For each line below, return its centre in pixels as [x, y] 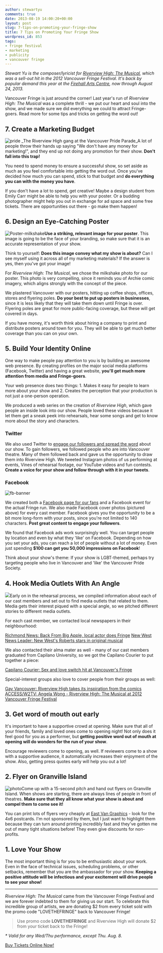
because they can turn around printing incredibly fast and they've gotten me [81, 824]
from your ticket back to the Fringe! [52, 926]
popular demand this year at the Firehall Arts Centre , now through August [79, 84]
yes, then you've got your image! [38, 263]
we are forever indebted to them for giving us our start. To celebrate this [77, 901]
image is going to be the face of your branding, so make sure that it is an [78, 238]
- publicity [17, 55]
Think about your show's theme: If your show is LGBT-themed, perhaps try [80, 558]
